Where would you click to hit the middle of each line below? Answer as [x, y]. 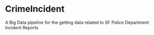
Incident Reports [22, 27]
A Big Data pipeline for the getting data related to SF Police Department [77, 22]
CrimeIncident [35, 9]
